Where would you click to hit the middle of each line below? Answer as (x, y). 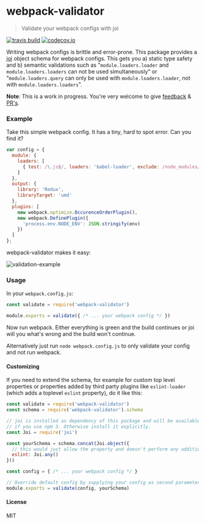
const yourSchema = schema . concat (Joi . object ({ (68, 443)
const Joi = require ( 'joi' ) (42, 432)
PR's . (13, 103)
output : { (24, 184)
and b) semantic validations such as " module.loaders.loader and (88, 65)
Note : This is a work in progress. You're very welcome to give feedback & (99, 96)
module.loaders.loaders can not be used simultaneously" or (82, 71)
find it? (15, 138)
